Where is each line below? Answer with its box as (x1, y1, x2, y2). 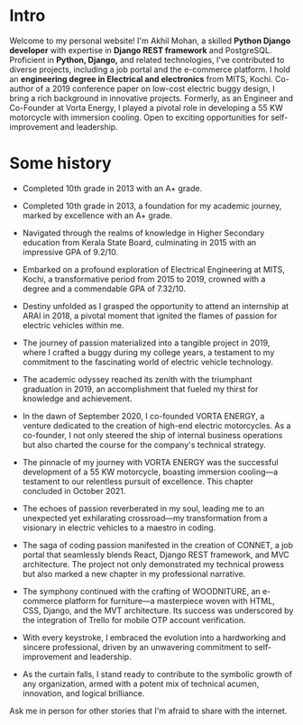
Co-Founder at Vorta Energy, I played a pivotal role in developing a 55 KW (9, 102, 284, 113)
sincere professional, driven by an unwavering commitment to (22, 641, 252, 652)
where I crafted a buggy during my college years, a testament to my (22, 346, 275, 357)
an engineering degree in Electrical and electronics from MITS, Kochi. (9, 73, 273, 84)
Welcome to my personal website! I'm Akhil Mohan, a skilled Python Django (9, 35, 291, 46)
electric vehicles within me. (22, 319, 124, 330)
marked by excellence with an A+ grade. (22, 209, 173, 221)
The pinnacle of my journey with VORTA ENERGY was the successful (22, 456, 279, 467)
